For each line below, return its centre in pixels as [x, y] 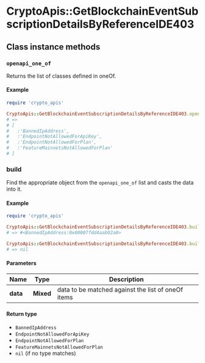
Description [126, 279]
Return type [22, 313]
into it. [14, 189]
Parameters [21, 263]
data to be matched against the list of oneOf [120, 290]
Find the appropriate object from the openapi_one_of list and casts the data [100, 183]
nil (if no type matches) [45, 353]
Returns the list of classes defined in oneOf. [61, 76]
